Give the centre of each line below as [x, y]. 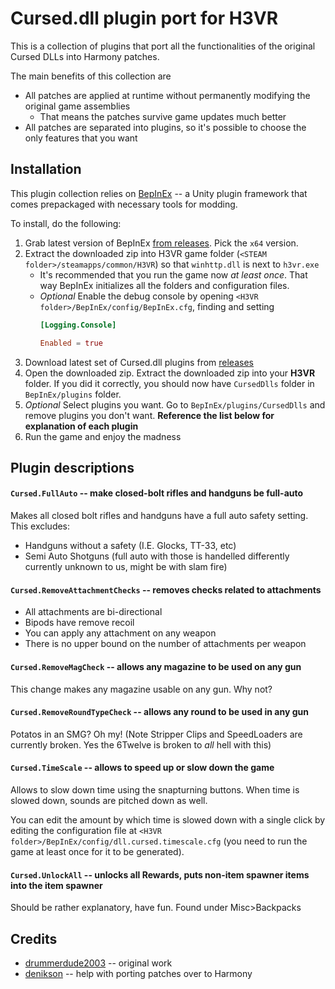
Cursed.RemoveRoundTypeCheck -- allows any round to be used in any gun [159, 712]
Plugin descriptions [72, 467]
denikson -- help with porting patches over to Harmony [138, 973]
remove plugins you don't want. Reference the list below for [149, 415]
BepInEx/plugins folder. [73, 394]
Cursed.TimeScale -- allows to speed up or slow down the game [142, 768]
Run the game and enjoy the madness [103, 436]
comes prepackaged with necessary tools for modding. [124, 204]
